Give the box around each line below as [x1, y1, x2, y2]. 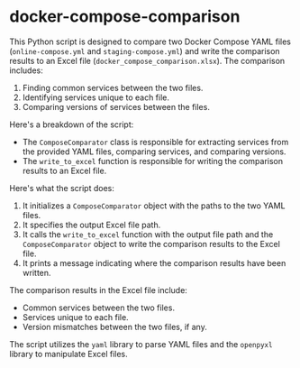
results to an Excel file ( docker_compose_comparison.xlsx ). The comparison [9, 55, 286, 66]
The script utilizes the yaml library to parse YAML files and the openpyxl [9, 338, 273, 349]
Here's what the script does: [9, 182, 114, 193]
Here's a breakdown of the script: [9, 119, 134, 130]
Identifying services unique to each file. [22, 92, 169, 103]
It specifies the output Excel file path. [22, 219, 161, 230]
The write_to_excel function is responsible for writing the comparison [22, 155, 284, 166]
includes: [9, 65, 43, 76]
